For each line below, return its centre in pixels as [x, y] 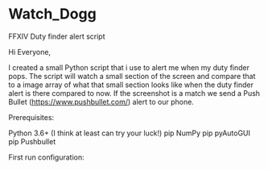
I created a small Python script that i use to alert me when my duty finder [129, 67]
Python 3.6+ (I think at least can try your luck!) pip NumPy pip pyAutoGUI [130, 133]
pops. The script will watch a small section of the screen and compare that [132, 76]
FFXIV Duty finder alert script [57, 36]
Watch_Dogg [52, 14]
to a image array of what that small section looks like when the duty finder [131, 85]
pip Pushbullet [32, 141]
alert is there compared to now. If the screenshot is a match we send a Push [134, 93]
